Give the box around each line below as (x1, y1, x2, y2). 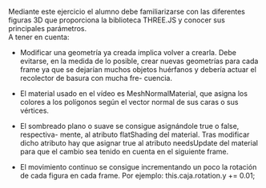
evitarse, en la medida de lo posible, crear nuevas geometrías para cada (19, 56, 259, 66)
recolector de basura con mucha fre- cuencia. (19, 74, 172, 82)
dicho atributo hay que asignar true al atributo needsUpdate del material (19, 138, 259, 147)
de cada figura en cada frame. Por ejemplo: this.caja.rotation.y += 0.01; (19, 171, 256, 180)
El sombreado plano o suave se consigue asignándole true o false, (19, 122, 240, 130)
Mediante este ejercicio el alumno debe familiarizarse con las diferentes (8, 7, 246, 16)
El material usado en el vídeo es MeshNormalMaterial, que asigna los (19, 89, 248, 98)
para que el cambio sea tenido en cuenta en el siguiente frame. (19, 147, 229, 156)
